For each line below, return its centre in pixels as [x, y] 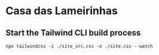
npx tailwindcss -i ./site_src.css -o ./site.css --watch [79, 46]
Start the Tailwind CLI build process [73, 33]
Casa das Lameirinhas [62, 11]
